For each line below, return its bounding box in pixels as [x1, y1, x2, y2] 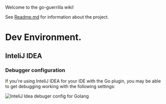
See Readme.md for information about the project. [5, 14, 109, 20]
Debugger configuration [5, 66, 66, 73]
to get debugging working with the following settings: [5, 83, 115, 89]
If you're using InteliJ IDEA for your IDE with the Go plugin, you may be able [5, 78, 161, 84]
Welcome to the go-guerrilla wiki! [5, 5, 74, 10]
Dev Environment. [5, 32, 82, 43]
